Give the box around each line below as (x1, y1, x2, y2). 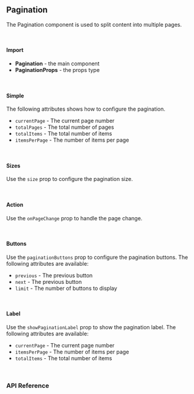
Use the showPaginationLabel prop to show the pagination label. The (6, 324, 176, 331)
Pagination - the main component (15, 60, 100, 67)
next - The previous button (15, 278, 82, 285)
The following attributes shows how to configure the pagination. (6, 105, 166, 113)
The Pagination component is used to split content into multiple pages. (6, 21, 183, 28)
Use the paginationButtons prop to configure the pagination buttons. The (6, 254, 189, 261)
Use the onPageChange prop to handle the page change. (6, 214, 143, 222)
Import (6, 47, 24, 54)
